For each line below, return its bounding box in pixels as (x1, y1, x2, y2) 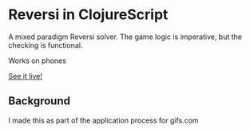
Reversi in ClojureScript (8, 6, 169, 24)
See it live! (8, 71, 42, 80)
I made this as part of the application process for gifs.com (8, 115, 199, 125)
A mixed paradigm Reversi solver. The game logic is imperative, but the (8, 32, 242, 41)
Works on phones (8, 56, 66, 65)
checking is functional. (8, 40, 83, 49)
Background (8, 94, 70, 108)
